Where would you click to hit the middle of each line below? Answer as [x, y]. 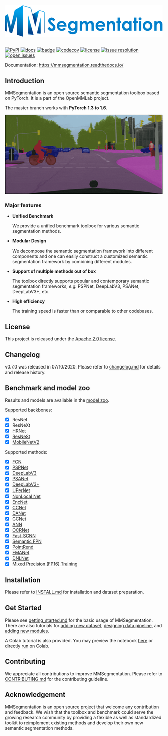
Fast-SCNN [24, 536]
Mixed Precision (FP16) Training [45, 564]
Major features [23, 205]
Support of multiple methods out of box [54, 271]
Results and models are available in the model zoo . [57, 400]
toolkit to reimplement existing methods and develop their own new [74, 723]
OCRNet [21, 530]
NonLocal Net [26, 496]
